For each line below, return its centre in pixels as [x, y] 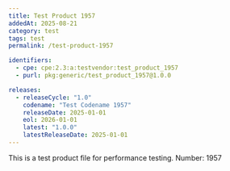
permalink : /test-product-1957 [61, 46]
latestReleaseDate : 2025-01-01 [75, 135]
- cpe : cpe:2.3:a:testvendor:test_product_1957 [97, 68]
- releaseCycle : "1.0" [54, 98]
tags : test [27, 38]
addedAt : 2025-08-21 [43, 23]
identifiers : [30, 60]
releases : [25, 90]
